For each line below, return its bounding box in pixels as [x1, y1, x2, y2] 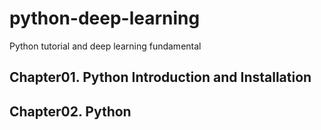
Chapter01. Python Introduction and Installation [9, 69, 312, 86]
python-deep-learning [9, 7, 201, 30]
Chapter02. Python [9, 103, 132, 120]
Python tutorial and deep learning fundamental [9, 40, 202, 52]
